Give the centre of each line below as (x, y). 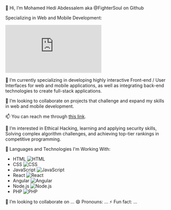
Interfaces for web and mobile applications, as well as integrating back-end (85, 85)
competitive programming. (33, 139)
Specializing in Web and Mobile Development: (54, 18)
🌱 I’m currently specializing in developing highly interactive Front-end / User (85, 80)
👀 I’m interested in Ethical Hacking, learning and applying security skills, (81, 128)
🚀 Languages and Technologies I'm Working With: (58, 149)
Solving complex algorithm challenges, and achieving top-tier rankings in (82, 134)
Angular (21, 181)
